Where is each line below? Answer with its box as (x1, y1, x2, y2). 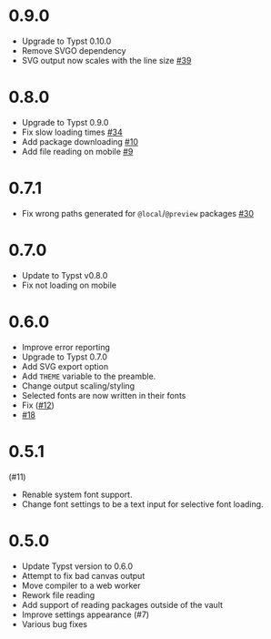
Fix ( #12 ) (21, 400, 55, 411)
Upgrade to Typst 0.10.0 (21, 35, 112, 46)
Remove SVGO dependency (21, 45, 126, 56)
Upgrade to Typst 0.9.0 (21, 117, 109, 127)
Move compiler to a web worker (21, 580, 141, 591)
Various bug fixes (21, 618, 88, 629)
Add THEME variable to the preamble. (21, 370, 156, 381)
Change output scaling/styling (21, 380, 135, 391)
